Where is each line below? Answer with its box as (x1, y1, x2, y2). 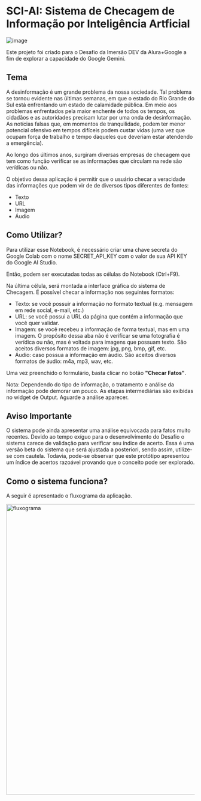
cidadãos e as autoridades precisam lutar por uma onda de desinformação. (6, 114, 191, 121)
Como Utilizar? (6, 230, 63, 240)
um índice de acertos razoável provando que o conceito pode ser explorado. (6, 458, 195, 466)
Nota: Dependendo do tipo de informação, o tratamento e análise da (6, 380, 175, 388)
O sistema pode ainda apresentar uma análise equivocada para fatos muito (6, 427, 191, 434)
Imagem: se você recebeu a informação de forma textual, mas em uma (14, 326, 190, 333)
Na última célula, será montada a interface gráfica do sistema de (6, 282, 166, 289)
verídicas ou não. (6, 163, 49, 171)
